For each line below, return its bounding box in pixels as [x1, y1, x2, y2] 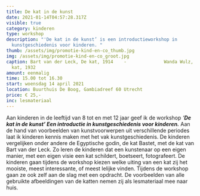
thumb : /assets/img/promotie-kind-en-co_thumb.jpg [6, 48, 135, 54]
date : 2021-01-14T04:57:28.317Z [6, 14, 87, 20]
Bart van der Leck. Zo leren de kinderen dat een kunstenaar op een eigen [6, 146, 186, 153]
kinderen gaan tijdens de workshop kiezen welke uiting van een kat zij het [6, 158, 188, 166]
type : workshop [6, 31, 44, 37]
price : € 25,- [6, 92, 42, 98]
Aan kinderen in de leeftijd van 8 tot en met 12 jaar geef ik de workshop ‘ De [6, 114, 192, 121]
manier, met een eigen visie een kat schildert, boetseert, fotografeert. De [6, 152, 185, 159]
